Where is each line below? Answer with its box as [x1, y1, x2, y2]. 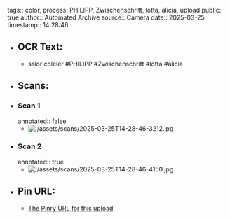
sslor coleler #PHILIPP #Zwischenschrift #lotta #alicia [27, 59, 184, 68]
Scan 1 [17, 101, 41, 111]
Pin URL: [17, 185, 56, 197]
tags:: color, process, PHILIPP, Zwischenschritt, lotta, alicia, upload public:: [7, 6, 223, 14]
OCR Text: [17, 41, 63, 53]
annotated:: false [17, 117, 67, 125]
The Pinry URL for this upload [27, 204, 114, 212]
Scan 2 [17, 141, 42, 151]
